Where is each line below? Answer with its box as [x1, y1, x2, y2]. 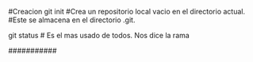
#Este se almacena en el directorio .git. [8, 15, 136, 25]
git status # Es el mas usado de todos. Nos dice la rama [8, 31, 190, 40]
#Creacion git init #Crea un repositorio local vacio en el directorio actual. [8, 7, 246, 16]
